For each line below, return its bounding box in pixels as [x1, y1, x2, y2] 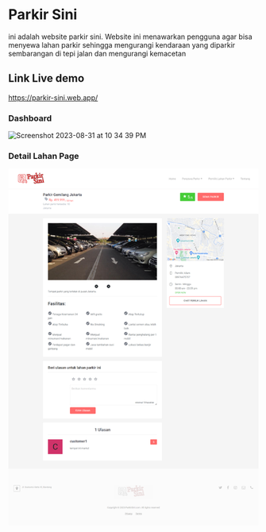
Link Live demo [8, 71, 85, 85]
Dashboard [8, 113, 52, 124]
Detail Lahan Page [8, 150, 79, 161]
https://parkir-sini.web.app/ [8, 93, 98, 102]
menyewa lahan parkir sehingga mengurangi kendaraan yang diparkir [8, 40, 236, 49]
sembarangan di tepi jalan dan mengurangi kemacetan [8, 48, 187, 58]
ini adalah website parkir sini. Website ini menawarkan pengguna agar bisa [8, 32, 253, 41]
